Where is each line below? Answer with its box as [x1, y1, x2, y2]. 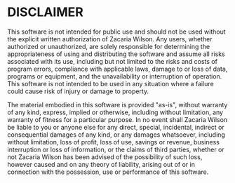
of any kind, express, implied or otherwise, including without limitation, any [7, 108, 223, 116]
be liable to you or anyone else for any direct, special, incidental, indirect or [7, 123, 224, 131]
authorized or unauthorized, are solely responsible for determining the [7, 42, 210, 50]
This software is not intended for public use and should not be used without [7, 27, 226, 36]
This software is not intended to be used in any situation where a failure [7, 79, 214, 88]
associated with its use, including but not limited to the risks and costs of [7, 57, 217, 65]
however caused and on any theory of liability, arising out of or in [7, 160, 195, 168]
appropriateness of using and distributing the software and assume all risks [7, 50, 226, 58]
